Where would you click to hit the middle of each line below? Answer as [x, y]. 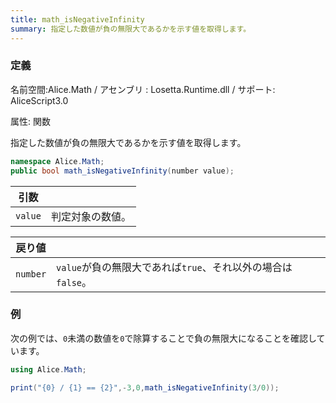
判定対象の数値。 [91, 216]
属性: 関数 [30, 121]
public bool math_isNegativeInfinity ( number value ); [122, 171]
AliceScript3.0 [39, 100]
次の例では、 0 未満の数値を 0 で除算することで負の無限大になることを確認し [163, 338]
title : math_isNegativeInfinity [77, 19]
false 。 [74, 282]
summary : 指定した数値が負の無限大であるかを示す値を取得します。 [131, 29]
